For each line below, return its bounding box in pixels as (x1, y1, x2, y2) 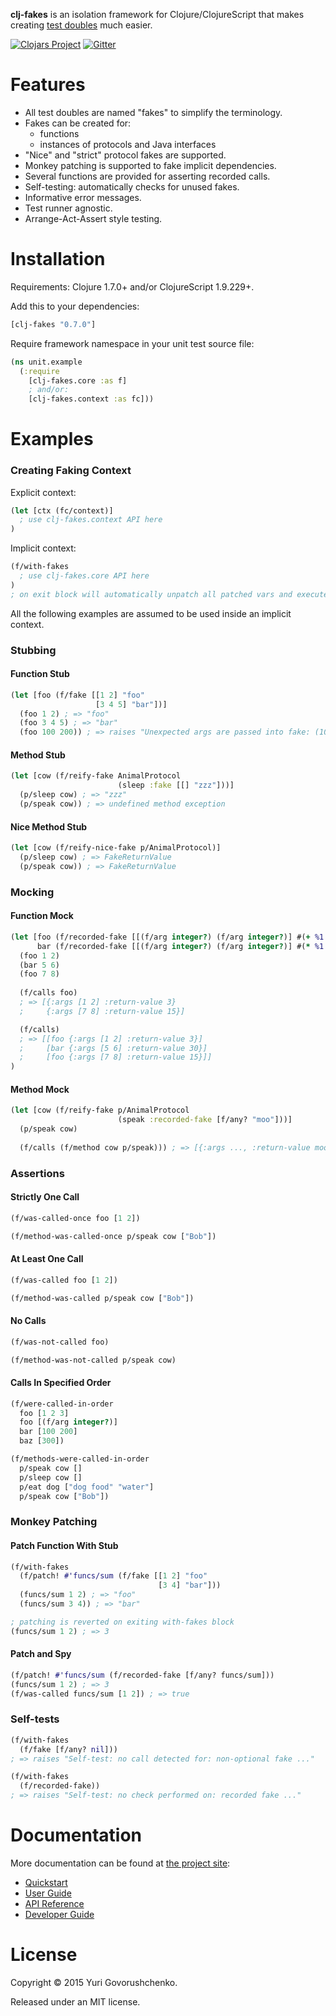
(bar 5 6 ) (19, 960, 60, 970)
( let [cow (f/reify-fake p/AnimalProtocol (10, 1105, 190, 1116)
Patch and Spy (10, 1648, 72, 1660)
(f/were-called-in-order (10, 1399, 114, 1409)
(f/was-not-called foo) (10, 1337, 110, 1347)
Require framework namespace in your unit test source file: (10, 337, 255, 349)
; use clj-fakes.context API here (19, 515, 163, 525)
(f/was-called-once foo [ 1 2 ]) (10, 1213, 141, 1223)
